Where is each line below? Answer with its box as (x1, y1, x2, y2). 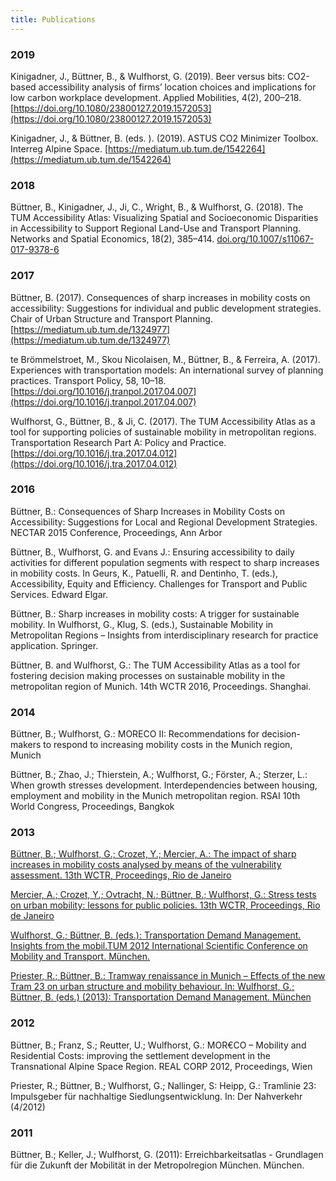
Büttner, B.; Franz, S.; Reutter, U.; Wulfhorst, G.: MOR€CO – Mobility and (10, 1039, 307, 1051)
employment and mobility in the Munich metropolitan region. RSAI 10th (10, 790, 301, 802)
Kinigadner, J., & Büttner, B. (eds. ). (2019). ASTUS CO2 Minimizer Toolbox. (10, 132, 319, 144)
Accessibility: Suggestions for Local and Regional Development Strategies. (10, 516, 318, 528)
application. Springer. (10, 639, 99, 651)
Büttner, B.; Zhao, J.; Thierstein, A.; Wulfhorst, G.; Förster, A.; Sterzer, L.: (10, 769, 308, 781)
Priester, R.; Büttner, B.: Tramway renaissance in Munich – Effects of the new (10, 970, 326, 982)
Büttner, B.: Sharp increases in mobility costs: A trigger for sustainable (10, 607, 300, 620)
